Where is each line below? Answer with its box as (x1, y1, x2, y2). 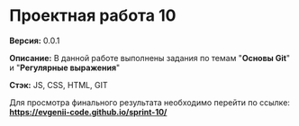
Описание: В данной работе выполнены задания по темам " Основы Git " (9, 52, 291, 63)
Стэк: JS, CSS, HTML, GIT (9, 79, 108, 90)
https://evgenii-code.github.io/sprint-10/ (9, 106, 168, 117)
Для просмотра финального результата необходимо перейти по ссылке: (9, 96, 291, 108)
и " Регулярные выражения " (9, 62, 121, 73)
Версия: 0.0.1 (9, 35, 60, 46)
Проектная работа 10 (9, 5, 177, 26)
